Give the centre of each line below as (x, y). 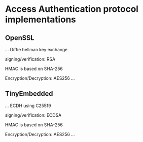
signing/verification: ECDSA (33, 115)
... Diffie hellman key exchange (36, 50)
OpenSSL (20, 38)
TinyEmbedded (29, 94)
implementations (41, 19)
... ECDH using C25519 (28, 106)
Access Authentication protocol (72, 9)
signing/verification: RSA (30, 59)
